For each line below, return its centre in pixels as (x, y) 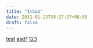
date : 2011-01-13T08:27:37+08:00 (47, 17)
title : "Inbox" (25, 11)
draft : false (22, 22)
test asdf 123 (22, 39)
